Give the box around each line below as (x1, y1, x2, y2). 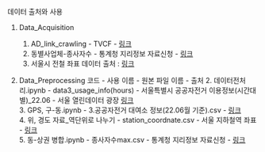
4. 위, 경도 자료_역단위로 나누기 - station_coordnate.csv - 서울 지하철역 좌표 (18, 116, 257, 124)
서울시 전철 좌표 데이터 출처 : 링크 (30, 59, 135, 68)
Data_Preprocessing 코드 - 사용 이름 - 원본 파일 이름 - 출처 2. (18, 76, 212, 85)
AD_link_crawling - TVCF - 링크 (30, 39, 132, 48)
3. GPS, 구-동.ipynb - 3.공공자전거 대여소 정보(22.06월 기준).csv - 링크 (18, 105, 241, 115)
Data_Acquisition (18, 23, 75, 32)
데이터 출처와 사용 (7, 7, 63, 16)
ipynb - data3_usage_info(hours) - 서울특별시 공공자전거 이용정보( (27, 85, 237, 95)
